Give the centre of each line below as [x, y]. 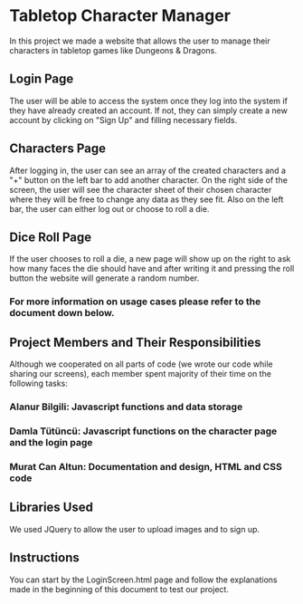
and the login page [51, 442]
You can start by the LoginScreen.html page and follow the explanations [143, 580]
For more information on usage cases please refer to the [135, 302]
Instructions [44, 558]
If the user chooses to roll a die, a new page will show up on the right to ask [150, 259]
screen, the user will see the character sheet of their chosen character [141, 189]
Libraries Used [51, 508]
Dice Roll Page [51, 237]
